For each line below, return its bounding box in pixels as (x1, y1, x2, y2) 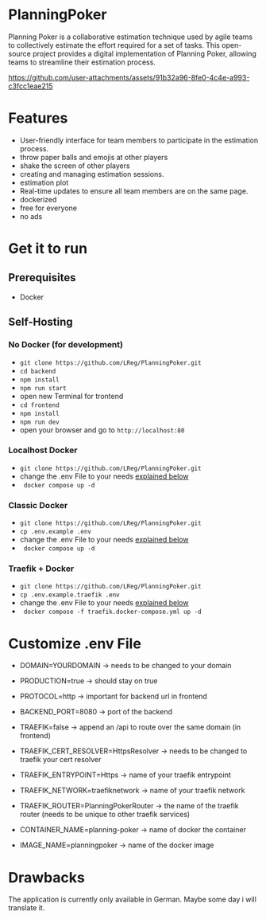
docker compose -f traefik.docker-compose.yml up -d (23, 608, 202, 616)
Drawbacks (8, 868, 85, 886)
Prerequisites (8, 271, 76, 284)
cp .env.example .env (19, 528, 91, 536)
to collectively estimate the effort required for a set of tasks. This (8, 40, 221, 49)
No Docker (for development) (8, 339, 123, 350)
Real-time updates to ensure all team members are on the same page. (19, 186, 249, 196)
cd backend (19, 367, 56, 375)
